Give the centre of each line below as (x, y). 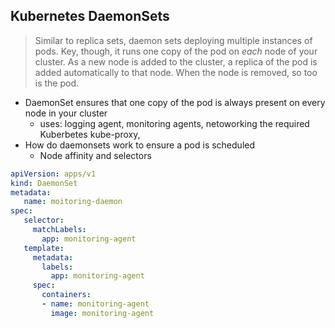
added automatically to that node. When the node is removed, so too (176, 72)
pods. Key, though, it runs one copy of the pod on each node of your (176, 51)
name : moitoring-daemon (73, 202)
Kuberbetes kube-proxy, (90, 134)
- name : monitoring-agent (95, 304)
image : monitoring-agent (102, 313)
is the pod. (57, 83)
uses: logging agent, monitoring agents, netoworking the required (174, 123)
